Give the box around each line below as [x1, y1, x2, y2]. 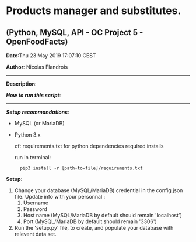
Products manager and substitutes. [6, 4, 181, 18]
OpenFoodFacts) [6, 36, 68, 46]
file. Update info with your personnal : [14, 193, 106, 200]
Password [23, 206, 48, 212]
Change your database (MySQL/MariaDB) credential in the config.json [14, 187, 183, 194]
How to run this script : [6, 92, 61, 98]
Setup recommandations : [6, 108, 69, 115]
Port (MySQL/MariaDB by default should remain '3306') [23, 218, 157, 225]
